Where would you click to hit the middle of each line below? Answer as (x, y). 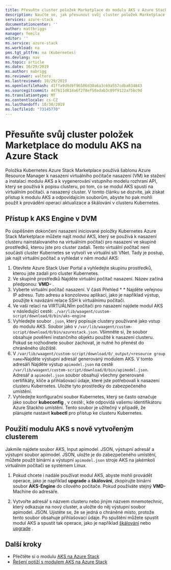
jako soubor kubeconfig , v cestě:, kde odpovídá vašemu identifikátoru (87, 402)
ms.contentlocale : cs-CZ (32, 100)
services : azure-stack (29, 19)
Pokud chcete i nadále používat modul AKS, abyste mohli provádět (82, 475)
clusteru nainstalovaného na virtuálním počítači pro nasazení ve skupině (81, 242)
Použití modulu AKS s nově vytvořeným (69, 429)
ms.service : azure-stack (32, 43)
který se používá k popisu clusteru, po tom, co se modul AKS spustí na (79, 186)
